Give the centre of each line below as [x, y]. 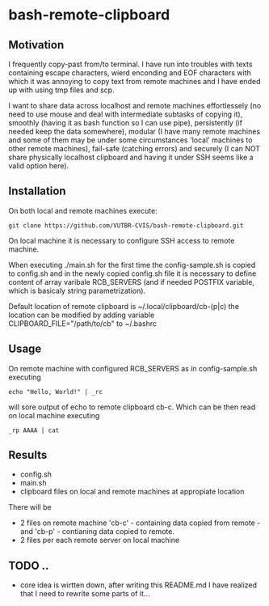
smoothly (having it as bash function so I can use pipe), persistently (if [125, 123]
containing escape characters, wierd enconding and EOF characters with [130, 73]
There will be [30, 507]
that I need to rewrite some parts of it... [85, 594]
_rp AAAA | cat [34, 430]
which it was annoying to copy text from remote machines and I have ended [134, 81]
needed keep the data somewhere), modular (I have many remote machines [134, 131]
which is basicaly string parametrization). [77, 290]
